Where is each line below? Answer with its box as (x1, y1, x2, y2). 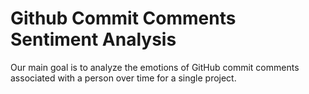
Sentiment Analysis (10, 28, 177, 51)
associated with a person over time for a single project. (10, 72, 237, 84)
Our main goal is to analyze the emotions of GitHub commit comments (10, 61, 300, 73)
